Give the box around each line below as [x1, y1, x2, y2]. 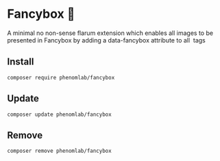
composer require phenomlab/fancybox [7, 74, 115, 81]
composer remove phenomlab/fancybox [7, 147, 112, 155]
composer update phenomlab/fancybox [7, 111, 112, 118]
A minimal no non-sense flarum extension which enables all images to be [7, 29, 214, 37]
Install [7, 56, 34, 68]
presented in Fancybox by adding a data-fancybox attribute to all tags [7, 36, 206, 44]
